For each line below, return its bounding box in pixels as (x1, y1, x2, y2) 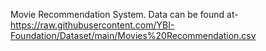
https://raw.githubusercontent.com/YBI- (10, 19, 175, 31)
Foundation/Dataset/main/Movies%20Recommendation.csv (10, 30, 257, 41)
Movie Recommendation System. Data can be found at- (10, 9, 239, 20)
